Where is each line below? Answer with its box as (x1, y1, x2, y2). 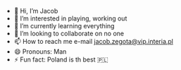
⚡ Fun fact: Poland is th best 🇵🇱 (13, 55, 108, 64)
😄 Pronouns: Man (13, 47, 67, 56)
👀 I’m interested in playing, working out (13, 14, 127, 23)
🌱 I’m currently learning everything (13, 22, 115, 30)
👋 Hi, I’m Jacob (13, 7, 58, 15)
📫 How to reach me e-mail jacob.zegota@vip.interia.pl (13, 37, 174, 45)
